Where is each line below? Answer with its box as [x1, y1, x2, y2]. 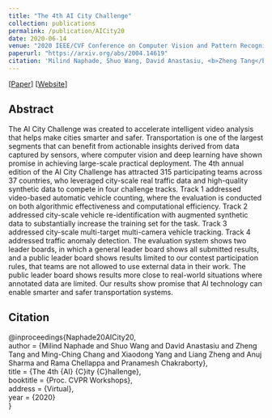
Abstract [8, 103, 54, 116]
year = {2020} [8, 392, 56, 402]
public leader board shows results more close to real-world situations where [8, 270, 263, 280]
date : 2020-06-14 [8, 34, 67, 43]
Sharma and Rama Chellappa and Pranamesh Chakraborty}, [8, 357, 208, 368]
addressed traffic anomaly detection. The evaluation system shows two [8, 235, 247, 245]
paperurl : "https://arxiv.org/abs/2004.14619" [8, 49, 168, 57]
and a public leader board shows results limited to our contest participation [8, 252, 259, 263]
